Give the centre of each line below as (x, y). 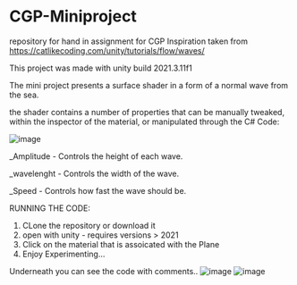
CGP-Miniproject (73, 17)
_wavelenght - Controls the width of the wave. (94, 173)
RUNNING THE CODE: (50, 208)
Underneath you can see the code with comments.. (104, 271)
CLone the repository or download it (89, 225)
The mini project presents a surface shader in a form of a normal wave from (149, 85)
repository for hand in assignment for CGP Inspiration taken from (129, 41)
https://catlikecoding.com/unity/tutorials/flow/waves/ (107, 50)
